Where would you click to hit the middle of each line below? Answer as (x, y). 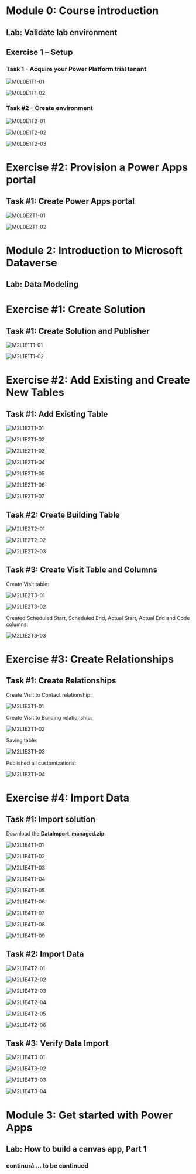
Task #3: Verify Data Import (58, 1043)
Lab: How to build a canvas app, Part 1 (76, 1149)
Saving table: (22, 740)
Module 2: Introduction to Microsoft (94, 250)
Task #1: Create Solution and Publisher (78, 331)
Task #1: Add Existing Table (57, 414)
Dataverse (32, 263)
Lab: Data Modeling (42, 284)
